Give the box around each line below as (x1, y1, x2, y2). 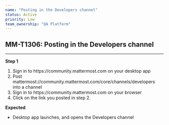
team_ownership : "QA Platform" (5, 21, 71, 27)
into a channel (12, 84, 42, 90)
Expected (5, 104, 26, 111)
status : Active (5, 12, 37, 17)
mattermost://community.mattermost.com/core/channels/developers (12, 79, 155, 85)
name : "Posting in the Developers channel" (5, 7, 98, 13)
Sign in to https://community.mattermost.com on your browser (12, 89, 142, 96)
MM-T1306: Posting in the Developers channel (5, 40, 154, 48)
